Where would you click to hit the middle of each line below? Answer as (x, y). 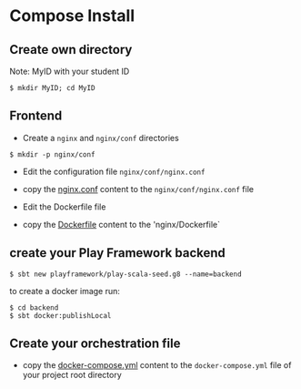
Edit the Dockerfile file (64, 207)
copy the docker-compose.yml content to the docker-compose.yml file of (157, 365)
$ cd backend (34, 307)
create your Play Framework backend (117, 253)
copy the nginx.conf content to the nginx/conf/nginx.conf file (138, 189)
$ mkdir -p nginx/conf (52, 154)
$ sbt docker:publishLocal (60, 315)
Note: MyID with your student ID (70, 71)
